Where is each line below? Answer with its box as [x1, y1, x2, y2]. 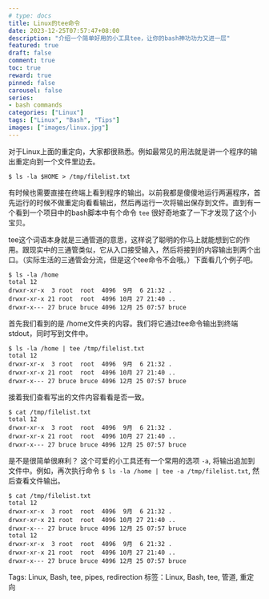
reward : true [8, 71, 52, 79]
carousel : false [8, 86, 62, 95]
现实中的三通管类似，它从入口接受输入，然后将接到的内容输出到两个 [29, 245, 254, 254]
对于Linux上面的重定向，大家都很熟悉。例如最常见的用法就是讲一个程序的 [8, 146, 251, 156]
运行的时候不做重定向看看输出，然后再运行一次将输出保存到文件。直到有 [14, 197, 254, 207]
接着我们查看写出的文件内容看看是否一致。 [8, 392, 149, 402]
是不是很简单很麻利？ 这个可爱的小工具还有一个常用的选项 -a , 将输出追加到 [8, 455, 255, 465]
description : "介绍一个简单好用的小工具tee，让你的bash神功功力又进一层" [8, 34, 231, 42]
